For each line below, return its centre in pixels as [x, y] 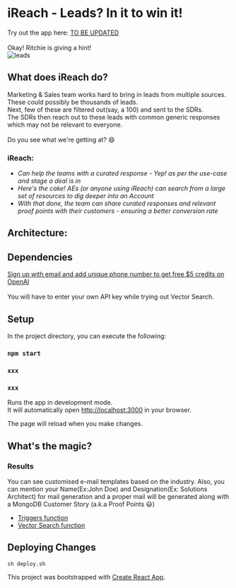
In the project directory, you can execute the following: [87, 336]
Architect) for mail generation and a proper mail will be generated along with [118, 496]
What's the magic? [50, 446]
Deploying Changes [52, 547]
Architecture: [37, 233]
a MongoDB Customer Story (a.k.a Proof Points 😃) [81, 504]
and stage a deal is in [49, 181]
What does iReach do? [58, 77]
